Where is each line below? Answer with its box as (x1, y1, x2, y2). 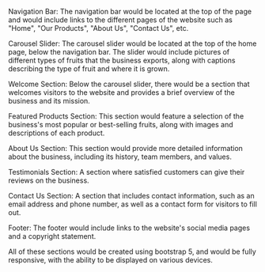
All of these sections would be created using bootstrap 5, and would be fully (8, 247, 257, 256)
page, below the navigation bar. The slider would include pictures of (8, 47, 230, 56)
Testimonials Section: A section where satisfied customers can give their (8, 168, 245, 176)
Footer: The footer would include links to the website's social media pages (8, 223, 251, 232)
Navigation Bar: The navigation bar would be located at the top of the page (8, 7, 252, 16)
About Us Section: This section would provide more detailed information (8, 144, 244, 153)
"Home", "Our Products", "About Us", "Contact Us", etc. (8, 24, 189, 32)
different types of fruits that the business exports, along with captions (8, 55, 236, 65)
